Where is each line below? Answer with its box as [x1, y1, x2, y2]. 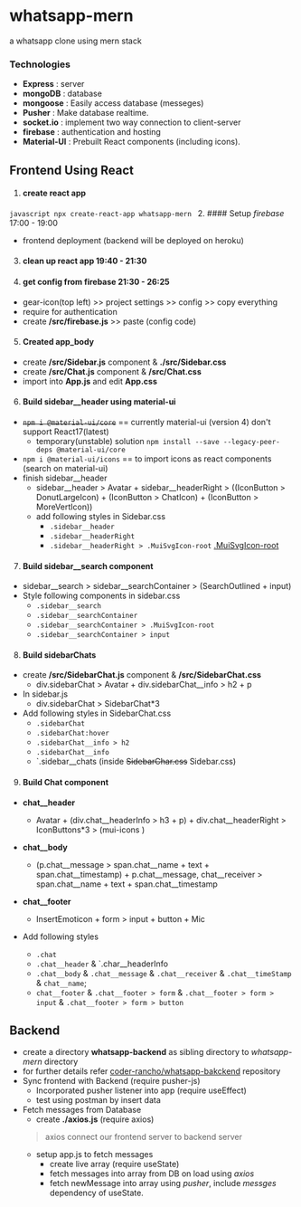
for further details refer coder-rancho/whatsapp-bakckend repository [22, 1066, 281, 1077]
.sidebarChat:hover [35, 729, 110, 738]
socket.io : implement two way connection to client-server [22, 117, 241, 128]
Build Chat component [22, 777, 109, 788]
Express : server [22, 79, 85, 90]
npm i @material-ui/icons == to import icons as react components [22, 453, 272, 464]
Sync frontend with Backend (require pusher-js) [22, 1076, 201, 1087]
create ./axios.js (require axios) [35, 1114, 155, 1125]
